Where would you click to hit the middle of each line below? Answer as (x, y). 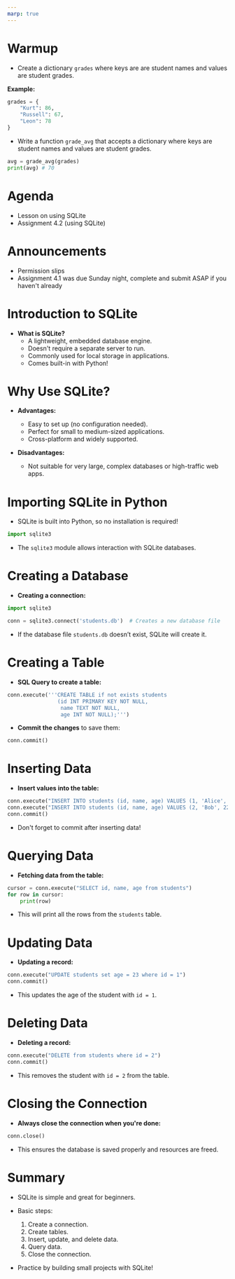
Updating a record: (45, 962)
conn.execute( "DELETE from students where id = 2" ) (84, 1055)
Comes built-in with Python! (68, 363)
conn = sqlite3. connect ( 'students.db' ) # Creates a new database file (114, 621)
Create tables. (48, 1231)
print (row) (36, 901)
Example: (21, 89)
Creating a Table (56, 663)
